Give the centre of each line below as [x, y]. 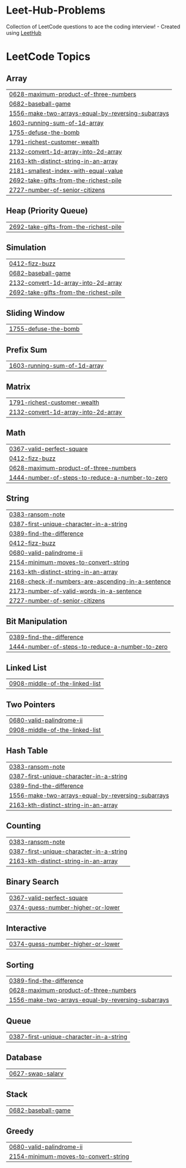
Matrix [18, 387]
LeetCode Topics [48, 57]
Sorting [20, 965]
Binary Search [33, 882]
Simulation [26, 248]
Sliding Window [35, 313]
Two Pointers [31, 705]
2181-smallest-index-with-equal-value [66, 170]
